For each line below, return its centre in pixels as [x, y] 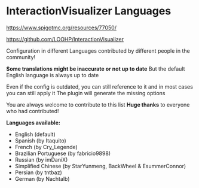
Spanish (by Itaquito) [41, 140]
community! [21, 57]
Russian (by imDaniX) [41, 159]
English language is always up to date [53, 75]
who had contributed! [33, 111]
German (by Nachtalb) [42, 178]
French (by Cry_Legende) [46, 147]
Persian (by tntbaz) [38, 172]
